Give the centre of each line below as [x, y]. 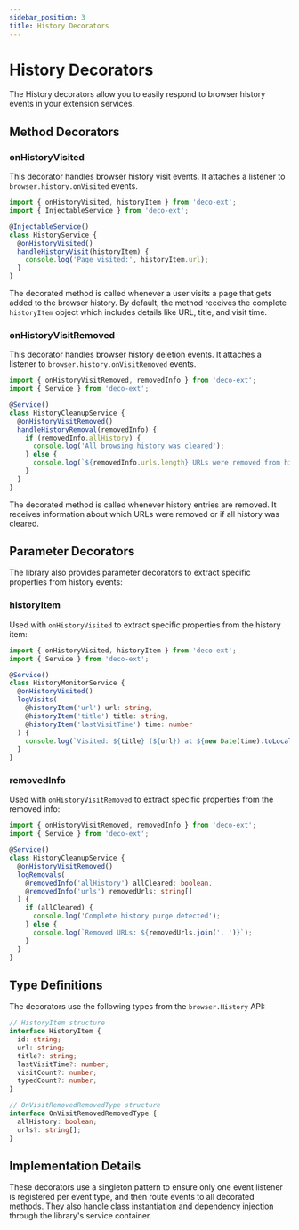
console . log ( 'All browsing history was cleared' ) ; [129, 446]
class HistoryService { [53, 235]
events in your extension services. [72, 104]
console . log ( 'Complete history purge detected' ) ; [126, 916]
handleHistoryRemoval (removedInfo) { [87, 429]
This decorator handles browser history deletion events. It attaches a [136, 355]
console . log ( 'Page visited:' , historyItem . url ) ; [117, 260]
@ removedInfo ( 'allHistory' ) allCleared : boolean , [119, 883]
